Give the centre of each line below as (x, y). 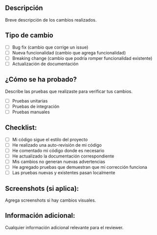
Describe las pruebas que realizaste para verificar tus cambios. (69, 91)
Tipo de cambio (29, 36)
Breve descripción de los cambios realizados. (51, 20)
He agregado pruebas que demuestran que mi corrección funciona (80, 167)
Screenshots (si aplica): (42, 188)
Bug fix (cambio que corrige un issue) (50, 47)
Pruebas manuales (31, 112)
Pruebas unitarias (30, 101)
